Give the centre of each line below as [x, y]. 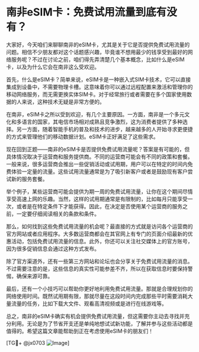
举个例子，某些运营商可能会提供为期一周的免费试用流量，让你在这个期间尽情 [99, 191]
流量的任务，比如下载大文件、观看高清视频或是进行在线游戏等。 [89, 303]
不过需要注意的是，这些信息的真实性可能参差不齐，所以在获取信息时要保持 [97, 268]
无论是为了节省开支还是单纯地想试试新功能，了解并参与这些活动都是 [110, 324]
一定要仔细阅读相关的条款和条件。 [58, 214]
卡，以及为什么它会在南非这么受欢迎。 [53, 66]
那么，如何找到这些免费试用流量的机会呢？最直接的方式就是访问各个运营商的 [99, 226]
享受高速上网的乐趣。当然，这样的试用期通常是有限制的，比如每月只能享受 [97, 199]
